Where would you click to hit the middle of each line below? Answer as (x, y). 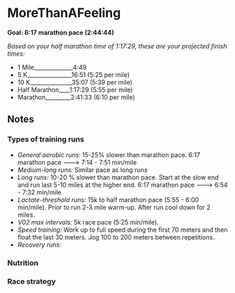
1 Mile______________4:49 (52, 67)
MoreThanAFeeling (64, 13)
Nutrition (23, 263)
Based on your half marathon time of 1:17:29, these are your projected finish (117, 46)
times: (16, 54)
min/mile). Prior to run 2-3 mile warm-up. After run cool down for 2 (114, 207)
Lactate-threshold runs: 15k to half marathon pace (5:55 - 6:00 (108, 199)
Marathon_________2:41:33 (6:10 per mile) (76, 97)
